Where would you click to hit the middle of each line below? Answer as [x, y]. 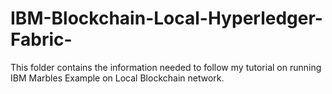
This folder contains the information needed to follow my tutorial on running [166, 67]
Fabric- [41, 39]
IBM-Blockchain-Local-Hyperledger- [166, 18]
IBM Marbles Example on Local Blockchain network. [117, 78]
